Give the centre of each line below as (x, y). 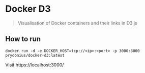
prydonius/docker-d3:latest (35, 55)
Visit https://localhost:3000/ (35, 65)
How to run (23, 39)
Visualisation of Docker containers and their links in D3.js (77, 23)
